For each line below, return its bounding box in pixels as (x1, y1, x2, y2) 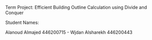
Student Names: (5, 20, 39, 25)
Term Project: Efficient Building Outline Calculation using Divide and (5, 5, 147, 10)
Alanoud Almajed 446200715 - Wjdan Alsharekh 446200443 (5, 29, 133, 35)
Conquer (5, 10, 24, 16)
